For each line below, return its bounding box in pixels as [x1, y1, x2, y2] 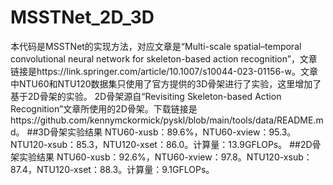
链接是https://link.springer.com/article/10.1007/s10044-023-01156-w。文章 [10, 65, 319, 77]
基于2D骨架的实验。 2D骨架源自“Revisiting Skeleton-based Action [10, 90, 282, 102]
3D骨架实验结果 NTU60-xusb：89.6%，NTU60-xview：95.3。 [38, 126, 297, 138]
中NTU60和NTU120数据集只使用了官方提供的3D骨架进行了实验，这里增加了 [10, 77, 322, 90]
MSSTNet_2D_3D [10, 6, 155, 29]
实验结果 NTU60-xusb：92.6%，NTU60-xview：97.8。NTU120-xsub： [18, 151, 313, 163]
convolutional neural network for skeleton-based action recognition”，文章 [10, 52, 318, 65]
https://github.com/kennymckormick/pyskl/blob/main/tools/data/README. [10, 114, 317, 126]
